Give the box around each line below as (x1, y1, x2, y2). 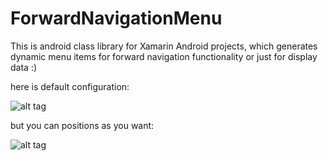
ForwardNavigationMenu (10, 7, 223, 30)
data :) (10, 61, 38, 73)
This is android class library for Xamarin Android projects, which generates (10, 40, 318, 52)
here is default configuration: (10, 80, 130, 92)
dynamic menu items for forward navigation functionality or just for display (10, 50, 318, 62)
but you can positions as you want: (10, 119, 155, 131)
